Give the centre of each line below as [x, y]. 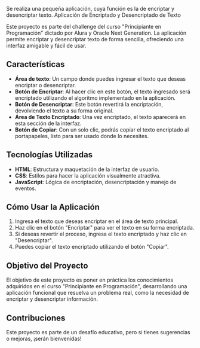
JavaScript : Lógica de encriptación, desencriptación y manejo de [96, 182]
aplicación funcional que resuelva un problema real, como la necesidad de [98, 293]
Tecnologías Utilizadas [50, 155]
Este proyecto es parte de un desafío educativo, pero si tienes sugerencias [98, 332]
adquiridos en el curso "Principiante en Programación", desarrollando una [97, 286]
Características [36, 64]
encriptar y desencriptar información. [52, 299]
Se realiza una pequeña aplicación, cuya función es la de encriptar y [90, 9]
